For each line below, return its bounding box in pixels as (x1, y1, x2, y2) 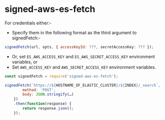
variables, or (11, 59, 38, 65)
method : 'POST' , (22, 87, 56, 93)
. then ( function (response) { (13, 101, 72, 107)
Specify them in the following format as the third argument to (11, 29, 137, 35)
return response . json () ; (22, 106, 74, 111)
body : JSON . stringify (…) (22, 92, 74, 97)
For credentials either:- (4, 20, 52, 26)
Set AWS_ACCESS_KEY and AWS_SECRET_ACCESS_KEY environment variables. (11, 64, 156, 70)
